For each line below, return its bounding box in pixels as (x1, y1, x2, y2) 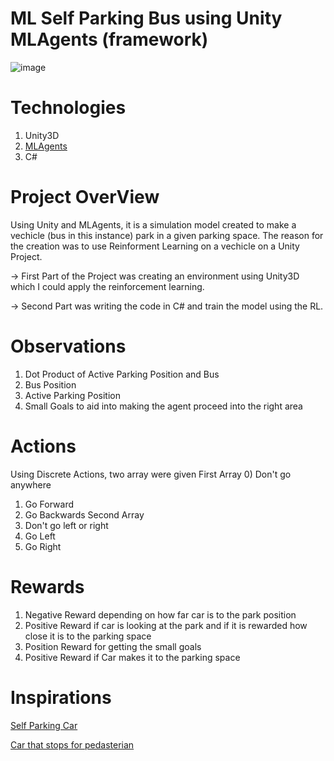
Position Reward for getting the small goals (24, 640, 202, 652)
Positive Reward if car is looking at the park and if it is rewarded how (24, 619, 308, 631)
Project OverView (10, 186, 160, 209)
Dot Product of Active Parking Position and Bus (24, 368, 220, 380)
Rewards (10, 575, 85, 598)
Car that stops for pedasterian (10, 738, 135, 751)
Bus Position (24, 378, 77, 391)
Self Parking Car (10, 719, 78, 731)
